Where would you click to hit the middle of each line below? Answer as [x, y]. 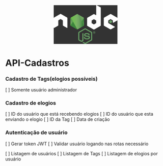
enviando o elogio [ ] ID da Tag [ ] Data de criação [58, 119]
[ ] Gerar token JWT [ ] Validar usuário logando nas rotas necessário [77, 144]
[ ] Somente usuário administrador [41, 90]
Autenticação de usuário [36, 132]
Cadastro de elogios [31, 103]
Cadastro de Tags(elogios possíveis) [51, 79]
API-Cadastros [37, 63]
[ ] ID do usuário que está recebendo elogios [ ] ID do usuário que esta [79, 114]
